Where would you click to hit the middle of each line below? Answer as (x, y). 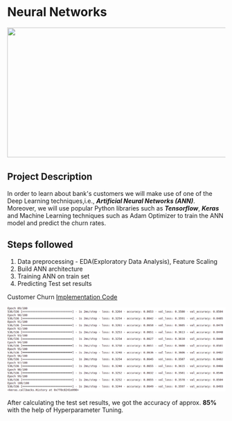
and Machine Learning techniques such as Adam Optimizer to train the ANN (115, 215)
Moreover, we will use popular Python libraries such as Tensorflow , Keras (113, 208)
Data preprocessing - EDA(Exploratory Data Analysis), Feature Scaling (117, 261)
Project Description (50, 177)
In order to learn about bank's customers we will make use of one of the (110, 193)
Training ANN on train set (53, 276)
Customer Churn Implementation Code (62, 297)
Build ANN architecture (50, 269)
